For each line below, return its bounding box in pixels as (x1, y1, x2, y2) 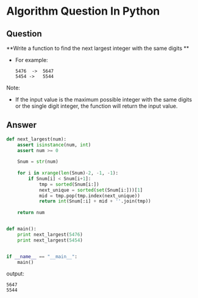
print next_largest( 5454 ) (17, 237, 83, 243)
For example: (15, 57, 48, 63)
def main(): (6, 226, 37, 232)
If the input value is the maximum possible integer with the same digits (15, 96, 193, 103)
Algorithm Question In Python (6, 4, 160, 18)
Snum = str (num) (17, 159, 59, 165)
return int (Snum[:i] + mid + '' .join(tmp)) (38, 198, 151, 204)
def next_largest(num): (6, 136, 67, 142)
